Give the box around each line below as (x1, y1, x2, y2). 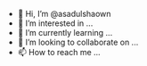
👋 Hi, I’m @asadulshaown (17, 9, 111, 19)
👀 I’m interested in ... (17, 18, 94, 29)
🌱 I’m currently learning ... (17, 28, 113, 37)
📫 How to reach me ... (17, 47, 101, 57)
